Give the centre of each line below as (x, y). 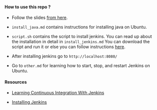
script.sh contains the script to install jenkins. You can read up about (82, 37)
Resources (16, 82)
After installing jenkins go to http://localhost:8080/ (65, 56)
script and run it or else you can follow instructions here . (68, 47)
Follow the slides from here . (40, 18)
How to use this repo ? (28, 7)
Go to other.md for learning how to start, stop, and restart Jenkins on (81, 66)
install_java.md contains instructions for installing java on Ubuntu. (79, 27)
